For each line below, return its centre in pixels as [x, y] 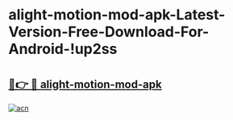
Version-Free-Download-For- [109, 32]
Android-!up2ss [63, 49]
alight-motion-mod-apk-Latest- [117, 15]
